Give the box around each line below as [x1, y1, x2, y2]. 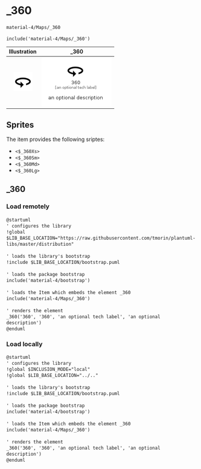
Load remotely [6, 202, 50, 211]
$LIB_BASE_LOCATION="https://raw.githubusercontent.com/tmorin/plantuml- [6, 235, 196, 241]
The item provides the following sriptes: [6, 136, 105, 143]
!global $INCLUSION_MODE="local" [6, 366, 91, 372]
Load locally [6, 339, 43, 348]
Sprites [6, 119, 34, 130]
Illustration [8, 48, 37, 55]
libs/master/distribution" [6, 241, 74, 247]
